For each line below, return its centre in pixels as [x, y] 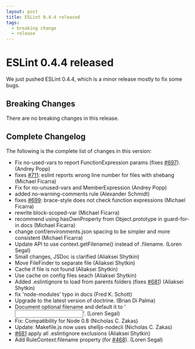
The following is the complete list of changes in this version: [79, 151]
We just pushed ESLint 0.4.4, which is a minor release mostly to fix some [94, 79]
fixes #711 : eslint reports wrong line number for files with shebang [95, 175]
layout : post [22, 12]
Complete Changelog [46, 137]
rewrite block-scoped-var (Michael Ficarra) [67, 213]
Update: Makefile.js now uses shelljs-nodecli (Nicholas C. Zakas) [93, 327]
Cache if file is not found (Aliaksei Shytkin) [66, 269]
